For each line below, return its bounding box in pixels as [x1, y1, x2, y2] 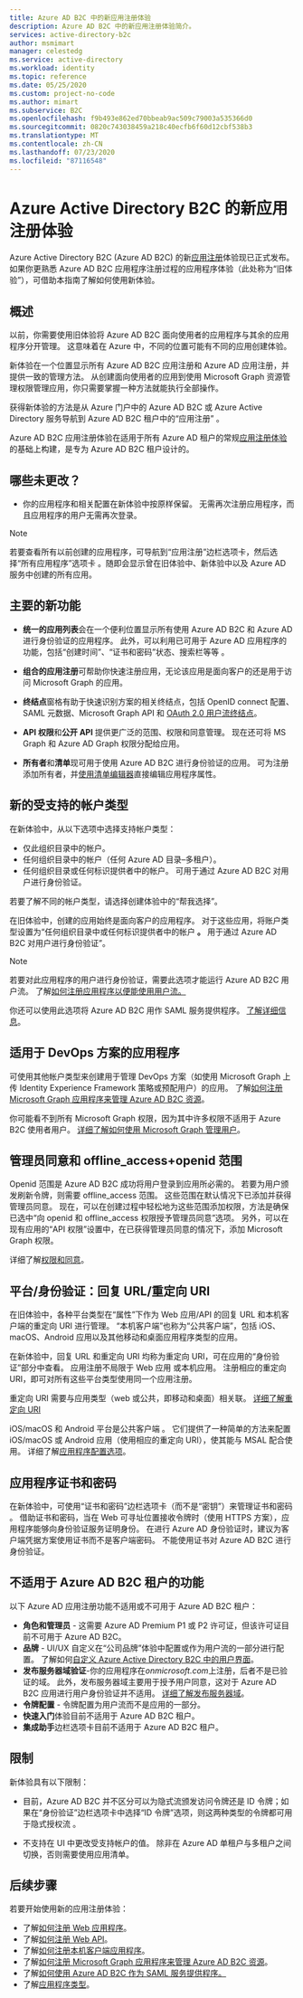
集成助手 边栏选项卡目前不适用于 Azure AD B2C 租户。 [22, 1721, 224, 1732]
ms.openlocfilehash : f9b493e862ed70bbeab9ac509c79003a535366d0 [9, 114, 253, 123]
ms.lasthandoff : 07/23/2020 [9, 147, 116, 156]
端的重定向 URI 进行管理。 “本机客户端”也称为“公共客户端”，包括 [16, 1321, 258, 1331]
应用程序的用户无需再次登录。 [30, 510, 142, 521]
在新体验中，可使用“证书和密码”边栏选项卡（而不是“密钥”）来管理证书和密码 [9, 1501, 293, 1511]
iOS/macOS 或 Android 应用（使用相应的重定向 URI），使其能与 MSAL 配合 [9, 1435, 285, 1445]
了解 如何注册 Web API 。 [22, 1934, 113, 1945]
